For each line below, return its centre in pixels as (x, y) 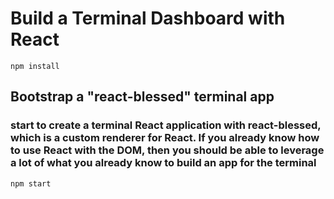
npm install (35, 66)
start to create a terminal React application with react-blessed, (166, 125)
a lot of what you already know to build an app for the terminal (163, 163)
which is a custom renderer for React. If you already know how (165, 138)
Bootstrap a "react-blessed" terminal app (142, 97)
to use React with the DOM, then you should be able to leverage (167, 150)
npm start (31, 183)
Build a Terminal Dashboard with (148, 18)
